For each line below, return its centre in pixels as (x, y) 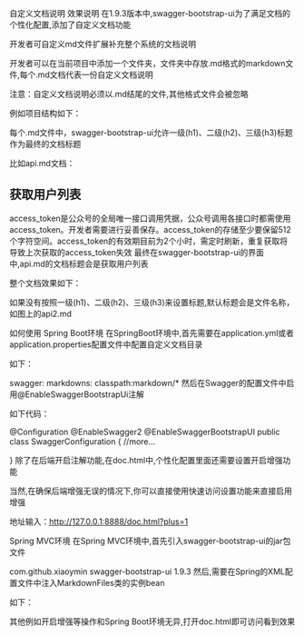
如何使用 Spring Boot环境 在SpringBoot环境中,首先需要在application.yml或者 (152, 333)
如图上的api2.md (41, 313)
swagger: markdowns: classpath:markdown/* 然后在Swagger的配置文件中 (148, 383)
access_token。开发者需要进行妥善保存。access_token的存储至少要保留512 (151, 229)
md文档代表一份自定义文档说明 (95, 75)
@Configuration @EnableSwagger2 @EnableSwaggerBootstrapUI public (145, 432)
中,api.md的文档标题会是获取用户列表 (79, 263)
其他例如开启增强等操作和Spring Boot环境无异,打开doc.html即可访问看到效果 (152, 621)
